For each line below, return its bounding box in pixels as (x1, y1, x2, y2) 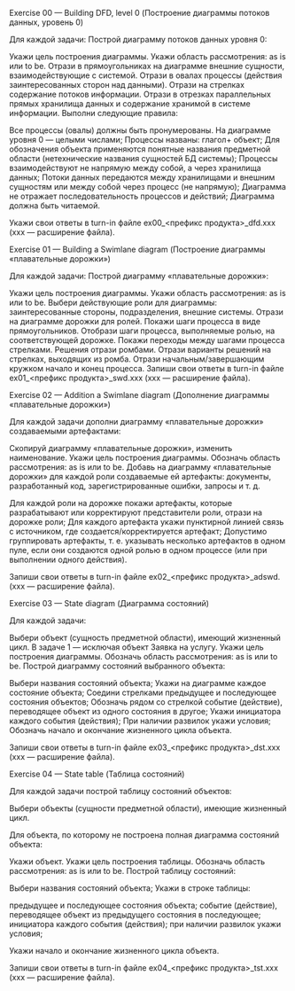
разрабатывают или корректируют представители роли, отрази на (9, 507, 263, 518)
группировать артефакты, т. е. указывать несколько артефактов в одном (9, 535, 286, 546)
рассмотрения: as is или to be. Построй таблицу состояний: (9, 866, 237, 876)
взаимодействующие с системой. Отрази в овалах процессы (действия (9, 70, 283, 81)
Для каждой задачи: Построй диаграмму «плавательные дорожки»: (9, 270, 268, 281)
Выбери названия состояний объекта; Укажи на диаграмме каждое (9, 678, 267, 688)
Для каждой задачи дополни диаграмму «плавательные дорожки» (9, 417, 264, 426)
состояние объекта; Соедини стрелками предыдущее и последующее (9, 687, 277, 698)
